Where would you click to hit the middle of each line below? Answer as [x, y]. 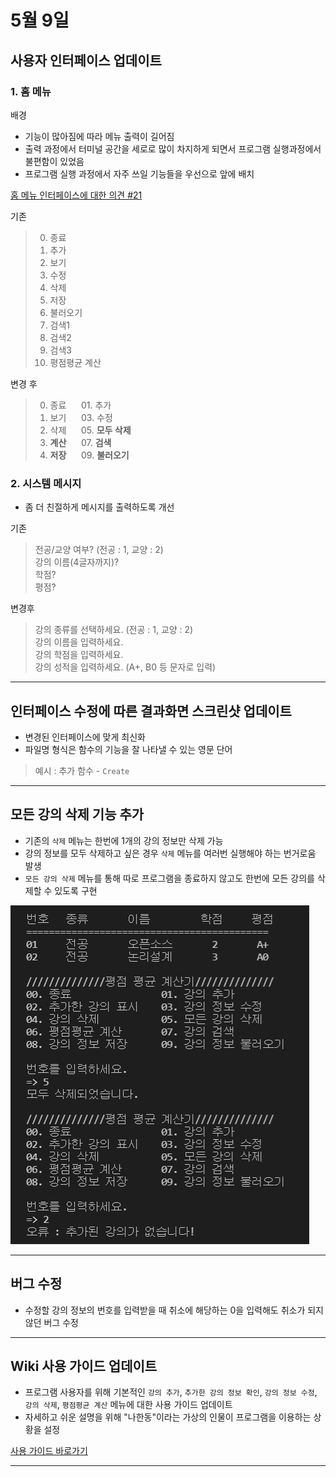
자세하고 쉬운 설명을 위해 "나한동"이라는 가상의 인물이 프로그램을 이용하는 [168, 1417]
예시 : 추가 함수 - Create [82, 770]
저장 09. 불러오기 [89, 455]
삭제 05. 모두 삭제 [90, 430]
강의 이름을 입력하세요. [79, 642]
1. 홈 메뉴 [31, 91]
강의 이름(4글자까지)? [77, 562]
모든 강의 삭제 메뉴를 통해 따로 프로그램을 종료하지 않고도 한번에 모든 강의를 [169, 878]
